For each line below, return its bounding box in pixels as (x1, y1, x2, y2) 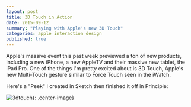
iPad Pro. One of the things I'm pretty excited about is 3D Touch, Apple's (6, 65, 184, 72)
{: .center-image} (32, 94, 75, 101)
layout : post (6, 8, 39, 15)
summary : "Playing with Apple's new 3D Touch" (6, 25, 123, 31)
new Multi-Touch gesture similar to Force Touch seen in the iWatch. (6, 72, 171, 78)
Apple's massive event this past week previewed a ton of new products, (6, 53, 182, 59)
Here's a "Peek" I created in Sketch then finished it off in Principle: (6, 83, 168, 89)
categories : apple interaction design (6, 31, 102, 37)
